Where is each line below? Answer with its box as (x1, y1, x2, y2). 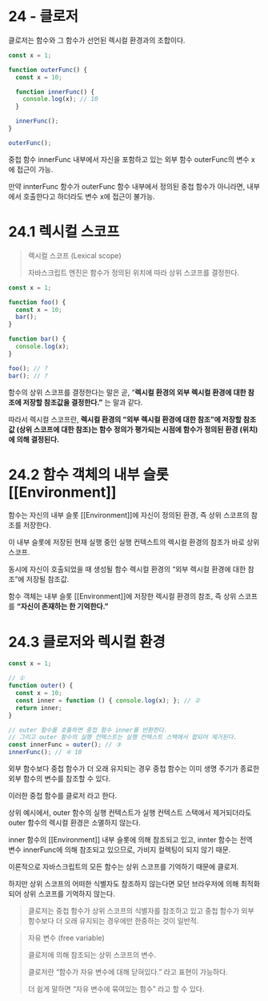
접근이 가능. (16, 164, 54, 174)
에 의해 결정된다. (8, 434, 60, 444)
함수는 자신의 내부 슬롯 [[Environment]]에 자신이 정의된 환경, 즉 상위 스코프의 (8, 511, 250, 520)
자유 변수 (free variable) (27, 933, 106, 942)
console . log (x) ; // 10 (22, 95, 98, 103)
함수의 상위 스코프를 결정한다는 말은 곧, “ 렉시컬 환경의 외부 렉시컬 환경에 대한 (8, 387, 246, 397)
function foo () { (8, 298, 66, 306)
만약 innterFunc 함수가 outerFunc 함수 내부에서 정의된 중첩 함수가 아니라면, (8, 181, 246, 191)
